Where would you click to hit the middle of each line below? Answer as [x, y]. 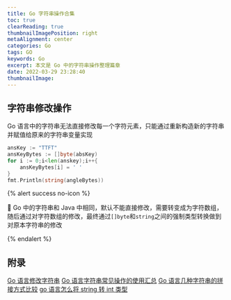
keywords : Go [26, 59]
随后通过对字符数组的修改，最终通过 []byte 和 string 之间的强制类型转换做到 [114, 217]
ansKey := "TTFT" [32, 148]
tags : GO [20, 53]
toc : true [22, 20]
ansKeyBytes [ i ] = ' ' [51, 167]
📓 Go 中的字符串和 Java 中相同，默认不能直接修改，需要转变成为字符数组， [115, 208]
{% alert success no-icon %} [49, 193]
